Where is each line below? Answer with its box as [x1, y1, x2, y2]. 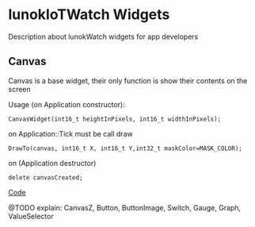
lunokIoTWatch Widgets [8, 6, 170, 24]
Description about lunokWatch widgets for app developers [8, 32, 199, 41]
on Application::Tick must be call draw [8, 129, 133, 138]
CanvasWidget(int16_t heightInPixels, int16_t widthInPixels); [8, 115, 222, 123]
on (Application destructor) [8, 158, 97, 167]
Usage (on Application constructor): [8, 99, 125, 109]
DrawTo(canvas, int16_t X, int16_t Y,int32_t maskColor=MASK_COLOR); [8, 144, 243, 152]
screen [8, 84, 32, 94]
